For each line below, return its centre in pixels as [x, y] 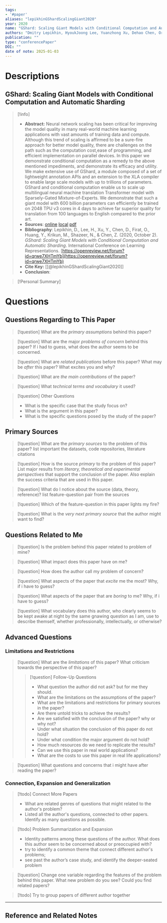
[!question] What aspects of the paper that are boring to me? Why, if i [88, 596]
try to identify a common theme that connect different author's [89, 849]
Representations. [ [43, 251]
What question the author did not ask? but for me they [92, 687]
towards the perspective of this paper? [57, 667]
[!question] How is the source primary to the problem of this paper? [86, 464]
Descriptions [32, 76]
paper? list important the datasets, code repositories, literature [81, 449]
